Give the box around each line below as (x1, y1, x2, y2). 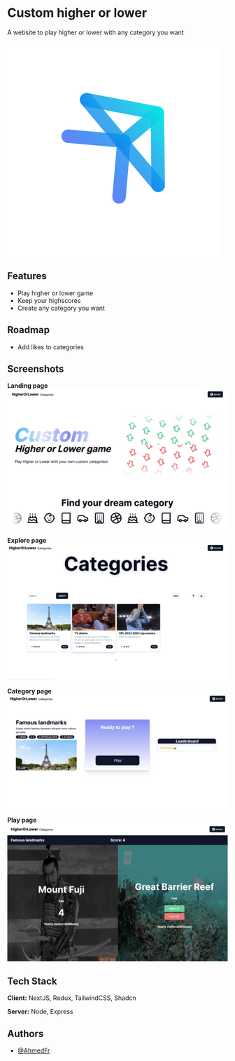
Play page (7, 816, 37, 825)
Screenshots (7, 363, 64, 374)
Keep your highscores (17, 296, 81, 304)
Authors (7, 1027, 44, 1039)
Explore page (7, 536, 47, 545)
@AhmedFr (17, 1046, 50, 1055)
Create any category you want (17, 304, 105, 312)
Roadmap (7, 324, 50, 336)
